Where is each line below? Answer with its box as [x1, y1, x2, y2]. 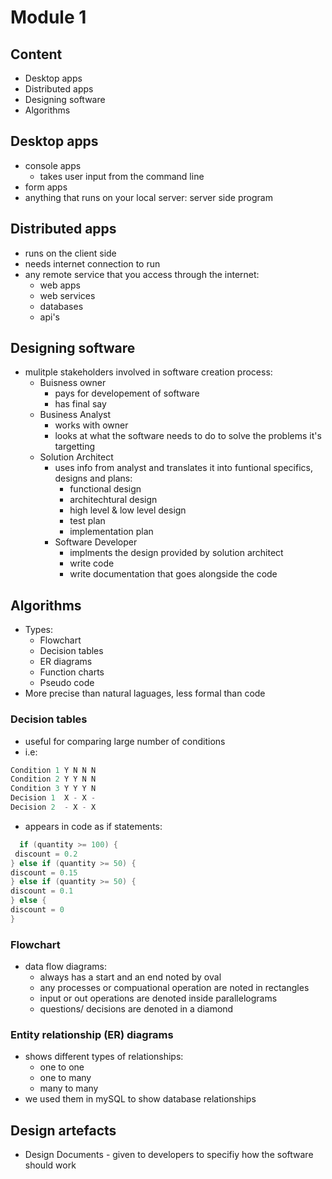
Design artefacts [10, 1122, 117, 1139]
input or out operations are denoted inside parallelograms [39, 992, 278, 1005]
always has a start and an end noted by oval [39, 971, 222, 983]
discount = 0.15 [10, 867, 78, 878]
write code [69, 557, 115, 570]
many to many [39, 1082, 99, 1095]
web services [39, 289, 96, 301]
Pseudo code [39, 677, 95, 689]
